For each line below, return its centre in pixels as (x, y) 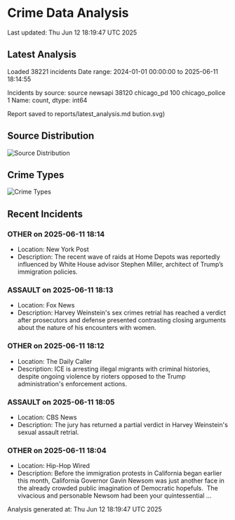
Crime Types (36, 175)
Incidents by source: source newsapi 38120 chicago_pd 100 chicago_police (116, 92)
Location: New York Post (53, 249)
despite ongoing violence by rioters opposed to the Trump (101, 376)
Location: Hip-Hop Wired (53, 466)
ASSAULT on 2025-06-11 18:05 (61, 402)
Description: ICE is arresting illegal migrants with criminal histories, (114, 369)
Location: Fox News (46, 305)
